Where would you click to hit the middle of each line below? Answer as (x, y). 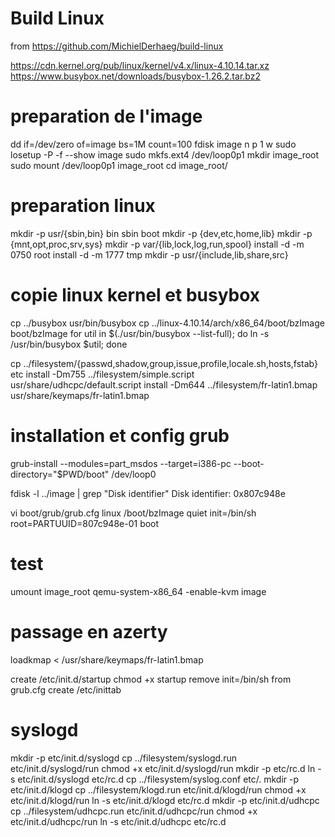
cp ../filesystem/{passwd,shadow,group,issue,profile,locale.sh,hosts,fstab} (164, 363)
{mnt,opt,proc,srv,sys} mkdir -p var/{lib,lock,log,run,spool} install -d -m (157, 244)
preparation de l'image (106, 116)
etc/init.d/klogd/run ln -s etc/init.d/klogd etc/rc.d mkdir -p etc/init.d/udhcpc (165, 800)
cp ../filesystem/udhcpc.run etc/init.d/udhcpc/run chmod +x (134, 811)
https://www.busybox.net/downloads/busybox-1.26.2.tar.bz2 (135, 76)
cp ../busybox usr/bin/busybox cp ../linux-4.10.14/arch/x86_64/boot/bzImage (167, 323)
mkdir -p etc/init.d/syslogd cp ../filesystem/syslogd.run (123, 758)
